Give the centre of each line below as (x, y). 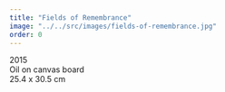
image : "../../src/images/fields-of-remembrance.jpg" (113, 26)
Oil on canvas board (47, 69)
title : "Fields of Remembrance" (70, 18)
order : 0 (26, 34)
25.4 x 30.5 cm (38, 79)
